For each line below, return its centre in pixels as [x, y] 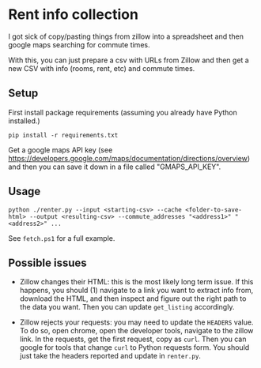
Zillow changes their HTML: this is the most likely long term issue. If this [136, 282]
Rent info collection [73, 15]
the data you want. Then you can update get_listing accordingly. [127, 307]
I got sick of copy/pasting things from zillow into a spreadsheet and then [126, 36]
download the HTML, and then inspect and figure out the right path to [133, 299]
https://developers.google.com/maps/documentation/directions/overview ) [129, 158]
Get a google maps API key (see [61, 150]
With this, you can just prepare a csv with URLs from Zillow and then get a [129, 60]
